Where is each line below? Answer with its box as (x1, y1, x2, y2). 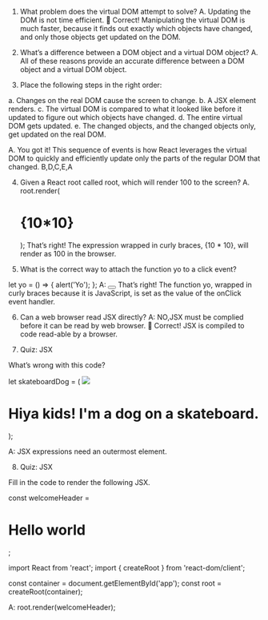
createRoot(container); (8, 586, 83, 596)
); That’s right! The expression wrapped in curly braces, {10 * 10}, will (19, 240, 250, 250)
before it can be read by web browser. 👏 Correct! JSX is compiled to (19, 320, 245, 330)
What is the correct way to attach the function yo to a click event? (19, 264, 238, 274)
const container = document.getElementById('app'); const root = (8, 578, 222, 588)
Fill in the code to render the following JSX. (8, 477, 150, 487)
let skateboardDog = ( (8, 376, 81, 386)
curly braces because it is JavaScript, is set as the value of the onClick (8, 288, 242, 298)
